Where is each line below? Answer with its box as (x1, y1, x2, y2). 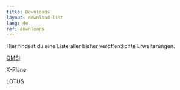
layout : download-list (6, 15, 64, 21)
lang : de (6, 20, 28, 26)
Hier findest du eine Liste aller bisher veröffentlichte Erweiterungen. (6, 43, 175, 50)
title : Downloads (6, 9, 50, 15)
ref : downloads (6, 26, 45, 32)
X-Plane (6, 66, 27, 74)
